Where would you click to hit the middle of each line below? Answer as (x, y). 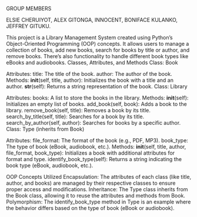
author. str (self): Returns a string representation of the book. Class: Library (97, 86)
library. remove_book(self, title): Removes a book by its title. (79, 110)
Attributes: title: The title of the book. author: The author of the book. (89, 74)
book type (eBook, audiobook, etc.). (50, 165)
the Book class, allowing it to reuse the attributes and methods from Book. (96, 196)
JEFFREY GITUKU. (29, 26)
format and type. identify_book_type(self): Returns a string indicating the (94, 159)
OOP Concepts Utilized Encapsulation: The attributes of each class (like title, (99, 177)
